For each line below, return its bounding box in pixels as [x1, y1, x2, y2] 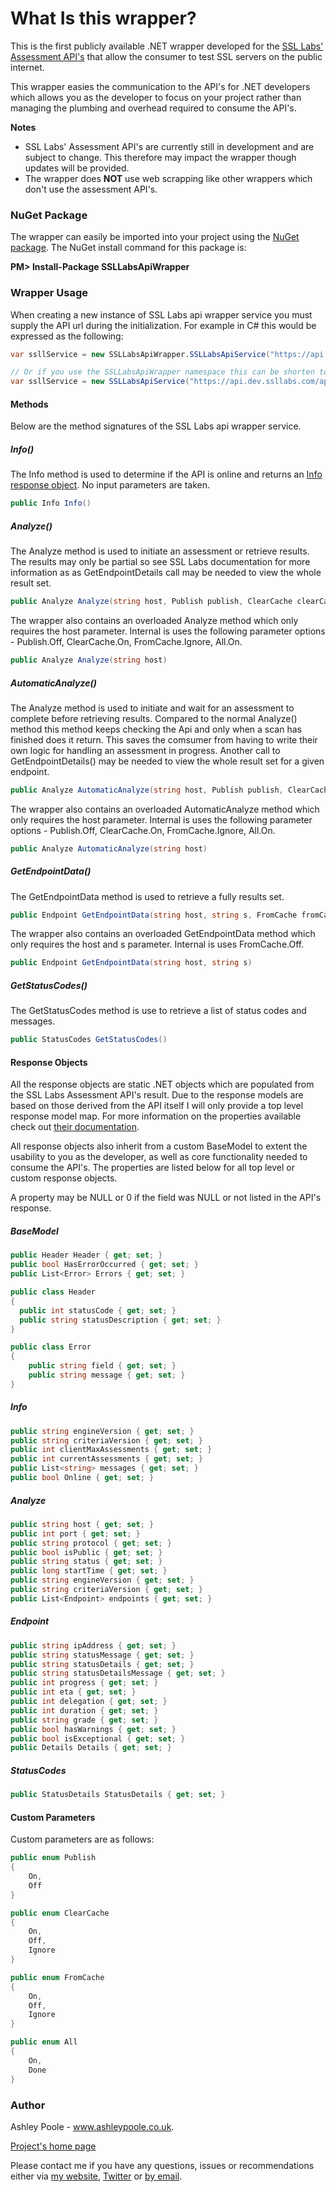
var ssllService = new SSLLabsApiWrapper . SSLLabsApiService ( [10, 349, 271, 359]
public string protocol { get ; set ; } [10, 1538, 172, 1548]
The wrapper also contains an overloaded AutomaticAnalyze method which [10, 803, 320, 815]
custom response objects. [10, 1172, 118, 1184]
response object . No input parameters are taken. [10, 479, 210, 491]
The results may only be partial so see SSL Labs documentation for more [10, 556, 311, 568]
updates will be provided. [24, 162, 130, 174]
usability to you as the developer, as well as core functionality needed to [10, 1151, 308, 1163]
